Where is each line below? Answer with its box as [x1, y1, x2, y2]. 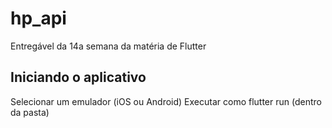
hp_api [10, 7, 67, 30]
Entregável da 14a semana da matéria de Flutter [10, 40, 207, 52]
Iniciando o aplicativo [10, 69, 147, 86]
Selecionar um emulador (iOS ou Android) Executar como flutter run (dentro [10, 95, 322, 107]
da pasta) [10, 106, 50, 118]
